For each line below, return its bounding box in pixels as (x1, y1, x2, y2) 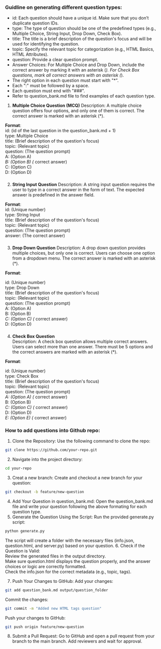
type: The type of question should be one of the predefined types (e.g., (12, 25, 157, 31)
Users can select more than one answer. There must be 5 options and (12, 344, 153, 350)
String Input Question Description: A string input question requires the (12, 182, 155, 188)
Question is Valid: (5, 548, 41, 553)
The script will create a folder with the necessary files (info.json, (5, 537, 135, 543)
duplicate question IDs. (12, 20, 59, 26)
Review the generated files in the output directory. (5, 553, 106, 559)
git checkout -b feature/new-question (5, 489, 84, 495)
